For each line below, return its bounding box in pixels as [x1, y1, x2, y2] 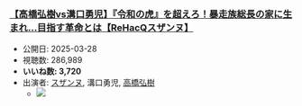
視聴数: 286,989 [22, 55, 83, 66]
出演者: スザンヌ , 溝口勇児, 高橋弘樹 [22, 77, 155, 88]
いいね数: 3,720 [22, 66, 82, 77]
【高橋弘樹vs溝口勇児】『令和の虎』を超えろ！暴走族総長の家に [9, 7, 284, 20]
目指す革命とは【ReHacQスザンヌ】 [37, 21, 194, 33]
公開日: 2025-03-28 [22, 43, 97, 55]
